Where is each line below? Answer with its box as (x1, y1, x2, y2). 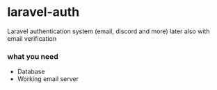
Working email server (17, 75, 79, 83)
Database (17, 67, 45, 76)
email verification (7, 34, 57, 42)
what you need (7, 51, 59, 61)
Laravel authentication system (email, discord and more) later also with (7, 27, 210, 35)
